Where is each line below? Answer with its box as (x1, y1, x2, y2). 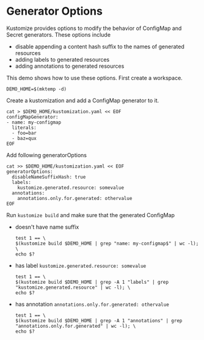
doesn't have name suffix (15, 223, 79, 231)
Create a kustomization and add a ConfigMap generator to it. (6, 97, 159, 104)
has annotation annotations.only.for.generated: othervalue (15, 300, 169, 308)
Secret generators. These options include (6, 31, 111, 38)
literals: (12, 124, 37, 131)
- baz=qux (12, 135, 37, 141)
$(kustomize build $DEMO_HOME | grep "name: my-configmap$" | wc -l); (15, 240, 199, 246)
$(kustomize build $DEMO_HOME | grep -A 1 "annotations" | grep (15, 317, 183, 323)
